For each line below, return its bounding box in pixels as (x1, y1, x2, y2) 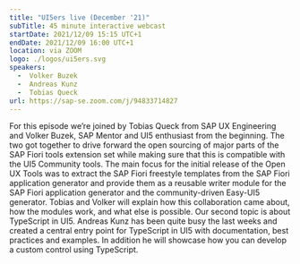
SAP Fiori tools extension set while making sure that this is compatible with (9, 149, 286, 160)
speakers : (9, 64, 47, 72)
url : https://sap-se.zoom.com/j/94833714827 (9, 96, 178, 106)
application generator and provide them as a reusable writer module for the (9, 178, 287, 189)
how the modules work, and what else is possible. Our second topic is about (9, 207, 291, 217)
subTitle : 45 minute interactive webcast (9, 21, 167, 30)
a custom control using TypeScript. (9, 244, 139, 255)
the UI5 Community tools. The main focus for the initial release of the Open (9, 158, 286, 170)
